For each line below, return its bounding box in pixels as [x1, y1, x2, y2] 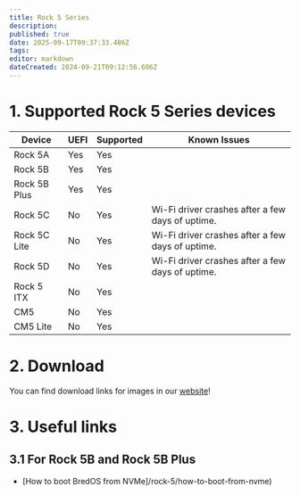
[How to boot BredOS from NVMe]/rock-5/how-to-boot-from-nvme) [21, 475, 272, 486]
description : [9, 21, 58, 30]
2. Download [9, 356, 104, 375]
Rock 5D [13, 260, 50, 272]
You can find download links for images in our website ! [9, 385, 212, 396]
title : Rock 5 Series [9, 12, 90, 22]
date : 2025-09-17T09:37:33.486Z [9, 37, 129, 47]
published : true [9, 29, 70, 38]
